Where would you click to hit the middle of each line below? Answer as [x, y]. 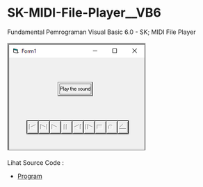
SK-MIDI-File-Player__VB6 [84, 13]
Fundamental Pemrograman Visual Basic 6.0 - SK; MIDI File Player [101, 32]
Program [30, 176]
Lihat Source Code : [36, 162]
